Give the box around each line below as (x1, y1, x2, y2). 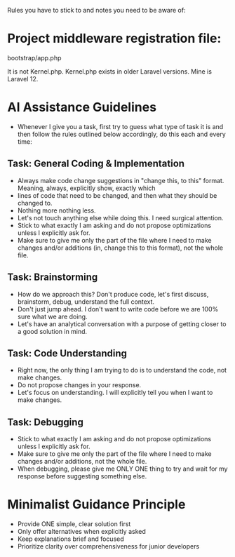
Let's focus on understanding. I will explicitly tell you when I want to (17, 389, 213, 397)
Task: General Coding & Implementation (7, 158, 184, 170)
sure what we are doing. (17, 312, 88, 321)
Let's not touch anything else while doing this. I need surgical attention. (17, 213, 224, 222)
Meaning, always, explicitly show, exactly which (17, 184, 156, 192)
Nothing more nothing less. (17, 206, 96, 215)
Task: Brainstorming (7, 271, 98, 283)
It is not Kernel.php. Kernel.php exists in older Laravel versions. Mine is (7, 67, 213, 76)
